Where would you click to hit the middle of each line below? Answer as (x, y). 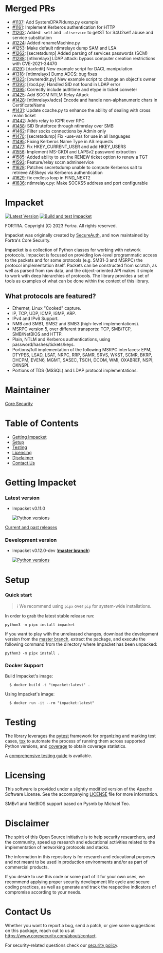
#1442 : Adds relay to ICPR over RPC (48, 121)
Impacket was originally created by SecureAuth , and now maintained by (77, 235)
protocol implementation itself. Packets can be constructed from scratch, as (81, 265)
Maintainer (27, 390)
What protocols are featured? (51, 296)
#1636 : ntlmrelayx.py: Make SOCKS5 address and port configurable (80, 183)
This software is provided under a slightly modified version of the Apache (79, 789)
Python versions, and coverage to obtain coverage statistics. (66, 746)
